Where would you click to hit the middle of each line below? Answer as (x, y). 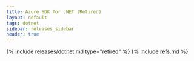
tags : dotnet (23, 23)
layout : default (27, 18)
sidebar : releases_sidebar (40, 29)
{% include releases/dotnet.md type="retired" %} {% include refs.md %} (97, 51)
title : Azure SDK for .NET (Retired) (54, 12)
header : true (23, 34)
